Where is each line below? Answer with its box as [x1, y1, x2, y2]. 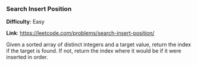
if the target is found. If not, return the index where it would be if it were [6, 47, 182, 54]
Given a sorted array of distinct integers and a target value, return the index [6, 41, 192, 48]
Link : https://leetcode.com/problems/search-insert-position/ [6, 30, 155, 37]
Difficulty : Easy [6, 18, 45, 25]
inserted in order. [6, 54, 49, 61]
